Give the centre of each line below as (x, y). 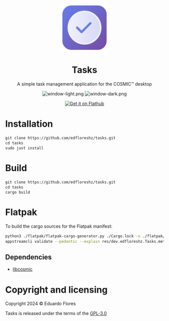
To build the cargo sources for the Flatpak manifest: (59, 226)
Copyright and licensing (57, 289)
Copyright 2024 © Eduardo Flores (41, 304)
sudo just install (24, 148)
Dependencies (28, 257)
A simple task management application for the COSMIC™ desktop (84, 84)
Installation (29, 124)
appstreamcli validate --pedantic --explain (53, 241)
